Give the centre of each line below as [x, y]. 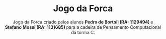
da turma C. [83, 32]
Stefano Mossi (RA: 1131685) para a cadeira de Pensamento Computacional [83, 27]
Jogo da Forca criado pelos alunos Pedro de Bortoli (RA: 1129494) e [83, 22]
